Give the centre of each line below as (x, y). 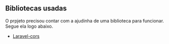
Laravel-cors (26, 36)
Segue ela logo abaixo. (29, 26)
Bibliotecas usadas (36, 8)
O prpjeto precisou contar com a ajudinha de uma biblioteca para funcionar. (85, 20)
